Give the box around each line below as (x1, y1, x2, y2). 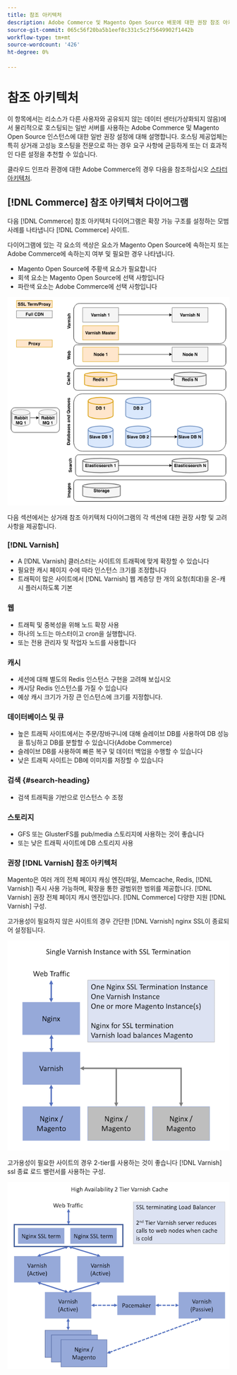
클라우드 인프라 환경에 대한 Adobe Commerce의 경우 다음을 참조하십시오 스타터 (7, 165, 228, 173)
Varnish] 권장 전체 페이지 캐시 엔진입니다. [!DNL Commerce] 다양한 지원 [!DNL (7, 893, 226, 902)
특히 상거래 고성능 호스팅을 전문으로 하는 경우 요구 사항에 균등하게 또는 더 (7, 141, 209, 149)
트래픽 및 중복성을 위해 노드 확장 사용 (17, 620, 120, 629)
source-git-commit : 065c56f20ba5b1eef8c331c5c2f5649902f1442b (7, 26, 194, 33)
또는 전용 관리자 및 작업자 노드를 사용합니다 (17, 638, 137, 647)
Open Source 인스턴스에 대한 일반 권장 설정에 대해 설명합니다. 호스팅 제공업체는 (7, 132, 228, 141)
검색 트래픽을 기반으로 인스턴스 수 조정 (17, 793, 123, 801)
